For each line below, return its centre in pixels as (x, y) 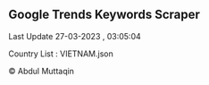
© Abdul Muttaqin (42, 71)
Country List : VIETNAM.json (61, 54)
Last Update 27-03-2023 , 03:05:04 (75, 36)
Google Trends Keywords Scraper (104, 15)
